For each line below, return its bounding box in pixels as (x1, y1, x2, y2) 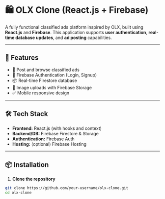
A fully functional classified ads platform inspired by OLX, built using (5, 24, 143, 30)
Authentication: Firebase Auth (12, 136, 75, 142)
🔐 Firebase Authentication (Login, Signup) (12, 72, 97, 78)
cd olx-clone (5, 190, 32, 196)
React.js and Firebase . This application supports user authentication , (5, 29, 148, 35)
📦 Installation (5, 160, 49, 169)
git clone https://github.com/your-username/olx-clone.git (5, 186, 129, 191)
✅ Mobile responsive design (12, 90, 70, 96)
